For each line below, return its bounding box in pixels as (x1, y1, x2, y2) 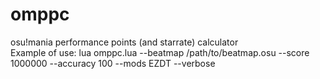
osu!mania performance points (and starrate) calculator (10, 36, 239, 48)
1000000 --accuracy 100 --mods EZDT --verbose (10, 57, 216, 69)
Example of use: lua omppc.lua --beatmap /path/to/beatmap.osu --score (10, 46, 310, 58)
